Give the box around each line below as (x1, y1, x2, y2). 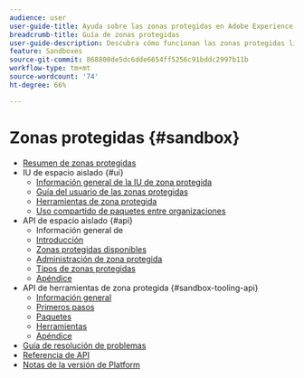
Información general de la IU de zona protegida (35, 176, 213, 187)
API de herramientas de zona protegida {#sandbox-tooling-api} (22, 282, 259, 293)
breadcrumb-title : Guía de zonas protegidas (9, 30, 180, 39)
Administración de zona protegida (35, 253, 163, 264)
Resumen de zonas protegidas (22, 157, 137, 168)
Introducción (35, 234, 84, 245)
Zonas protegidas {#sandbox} (9, 128, 241, 147)
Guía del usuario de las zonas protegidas (35, 186, 188, 197)
